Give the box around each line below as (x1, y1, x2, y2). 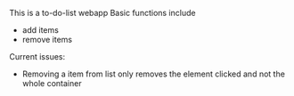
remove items (21, 35, 73, 44)
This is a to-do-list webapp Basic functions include (9, 8, 196, 18)
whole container (21, 78, 82, 88)
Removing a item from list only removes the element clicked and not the (21, 68, 285, 79)
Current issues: (9, 52, 66, 61)
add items (21, 25, 60, 35)
